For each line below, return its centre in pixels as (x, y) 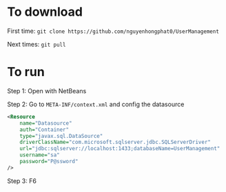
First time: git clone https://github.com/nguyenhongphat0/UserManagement (113, 31)
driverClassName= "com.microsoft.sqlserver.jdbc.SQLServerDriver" (115, 142)
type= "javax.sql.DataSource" (61, 136)
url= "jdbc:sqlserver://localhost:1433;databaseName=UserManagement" (120, 149)
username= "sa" (40, 155)
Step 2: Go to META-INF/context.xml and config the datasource (96, 104)
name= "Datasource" (46, 123)
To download (45, 12)
